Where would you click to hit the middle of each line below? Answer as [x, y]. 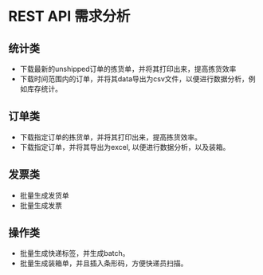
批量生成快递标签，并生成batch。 [75, 253]
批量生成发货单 [44, 195]
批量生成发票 [41, 205]
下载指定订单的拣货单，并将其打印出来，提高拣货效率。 [110, 137]
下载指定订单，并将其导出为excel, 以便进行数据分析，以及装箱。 [125, 147]
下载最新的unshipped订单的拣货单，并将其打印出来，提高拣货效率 [128, 69]
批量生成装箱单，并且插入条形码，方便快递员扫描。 [104, 263]
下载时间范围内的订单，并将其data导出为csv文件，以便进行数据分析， [134, 79]
